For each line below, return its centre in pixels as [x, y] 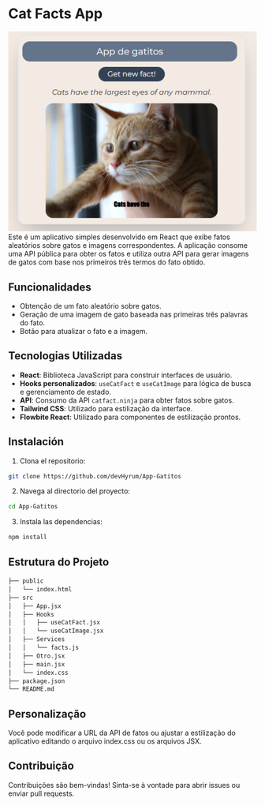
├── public [26, 581]
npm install [28, 538]
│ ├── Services [37, 639]
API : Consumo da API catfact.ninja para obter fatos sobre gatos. [127, 400]
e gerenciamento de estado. [65, 392]
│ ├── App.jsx [35, 606]
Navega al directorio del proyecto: [75, 491]
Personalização [47, 714]
